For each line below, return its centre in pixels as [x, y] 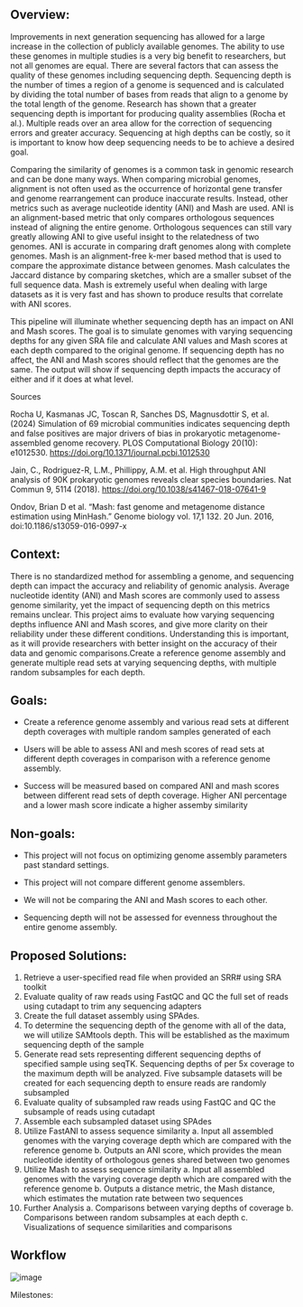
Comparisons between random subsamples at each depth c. [136, 1218]
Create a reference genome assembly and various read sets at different [156, 722]
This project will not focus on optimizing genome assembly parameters [155, 856]
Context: [36, 555]
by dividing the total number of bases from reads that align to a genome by [149, 94]
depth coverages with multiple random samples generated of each [147, 732]
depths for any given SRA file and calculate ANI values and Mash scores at [149, 340]
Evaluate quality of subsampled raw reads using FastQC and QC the [149, 1103]
